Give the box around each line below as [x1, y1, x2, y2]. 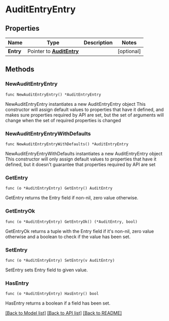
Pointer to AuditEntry [27, 48, 79, 55]
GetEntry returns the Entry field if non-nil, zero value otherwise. [5, 195, 138, 201]
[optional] [117, 48, 141, 55]
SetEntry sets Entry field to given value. [5, 267, 88, 273]
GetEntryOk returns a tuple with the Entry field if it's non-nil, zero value [5, 228, 154, 234]
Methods [5, 65, 35, 74]
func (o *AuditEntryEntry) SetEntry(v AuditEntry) [5, 258, 115, 263]
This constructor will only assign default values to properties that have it [5, 156, 157, 162]
